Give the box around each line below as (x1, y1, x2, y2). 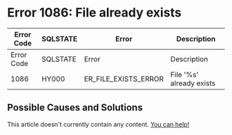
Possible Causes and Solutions (7, 102, 143, 114)
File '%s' (170, 70, 199, 79)
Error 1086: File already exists (7, 5, 182, 21)
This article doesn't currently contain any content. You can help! (7, 120, 190, 128)
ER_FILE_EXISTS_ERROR (84, 74, 164, 83)
